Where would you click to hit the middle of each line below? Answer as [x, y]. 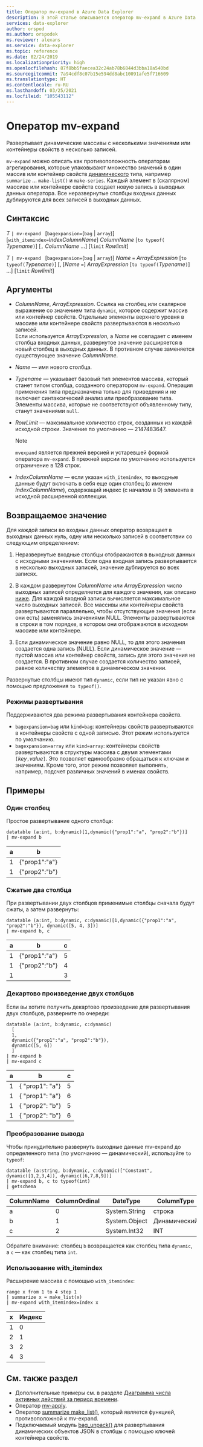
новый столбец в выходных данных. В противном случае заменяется [105, 349]
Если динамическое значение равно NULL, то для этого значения [100, 642]
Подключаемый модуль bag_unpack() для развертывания [90, 1425]
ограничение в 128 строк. [48, 466]
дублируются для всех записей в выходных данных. [74, 200]
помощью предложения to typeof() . [54, 686]
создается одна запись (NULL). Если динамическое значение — [98, 649]
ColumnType [176, 1201]
